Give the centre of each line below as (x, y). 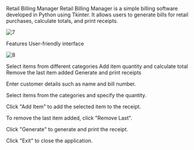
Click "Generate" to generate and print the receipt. (67, 129)
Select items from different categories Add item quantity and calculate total (97, 66)
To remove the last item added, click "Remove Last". (69, 118)
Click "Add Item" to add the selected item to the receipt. (73, 107)
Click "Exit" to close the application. (49, 141)
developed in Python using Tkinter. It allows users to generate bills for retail (97, 15)
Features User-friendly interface (45, 44)
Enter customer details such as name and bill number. (71, 84)
